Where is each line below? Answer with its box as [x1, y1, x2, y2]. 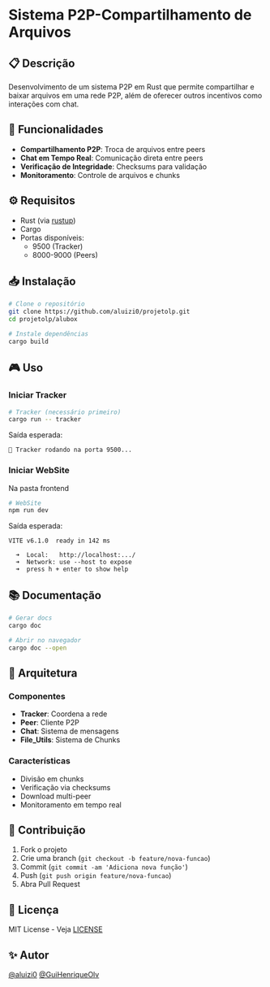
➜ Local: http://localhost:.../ [15, 551, 136, 559]
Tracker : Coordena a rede [19, 709, 108, 719]
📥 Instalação [8, 275, 76, 289]
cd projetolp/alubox [8, 315, 79, 324]
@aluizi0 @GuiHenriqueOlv [8, 970, 100, 980]
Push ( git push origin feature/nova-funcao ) [19, 871, 172, 880]
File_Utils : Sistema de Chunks [19, 735, 121, 745]
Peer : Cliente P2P [19, 718, 79, 728]
